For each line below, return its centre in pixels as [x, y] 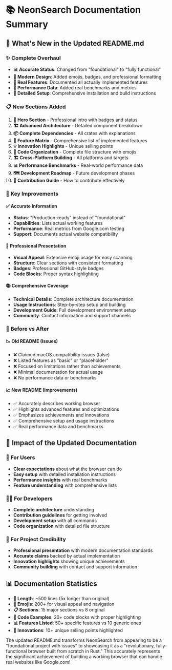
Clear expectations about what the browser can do [68, 469]
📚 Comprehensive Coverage [37, 286]
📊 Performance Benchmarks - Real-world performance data [78, 165]
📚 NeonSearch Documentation [73, 10]
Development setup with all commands [55, 521]
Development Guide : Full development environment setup [74, 310]
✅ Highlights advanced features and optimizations [66, 409]
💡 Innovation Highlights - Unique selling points [63, 146]
